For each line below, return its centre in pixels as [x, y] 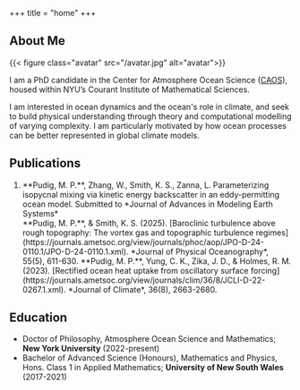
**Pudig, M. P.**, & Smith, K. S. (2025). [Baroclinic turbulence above [149, 223]
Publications [45, 163]
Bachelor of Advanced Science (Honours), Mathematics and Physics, [150, 358]
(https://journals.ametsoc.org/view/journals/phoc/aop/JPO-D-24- [143, 242]
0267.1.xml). [44, 289]
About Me [37, 41]
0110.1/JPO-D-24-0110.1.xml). [75, 251]
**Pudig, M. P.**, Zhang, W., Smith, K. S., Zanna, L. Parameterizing [146, 185]
